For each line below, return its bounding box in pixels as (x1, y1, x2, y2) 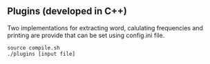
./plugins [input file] (7, 50, 76, 57)
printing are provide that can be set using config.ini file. (7, 31, 165, 39)
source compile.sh (7, 44, 60, 51)
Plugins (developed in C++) (7, 6, 128, 17)
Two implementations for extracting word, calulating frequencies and (7, 23, 204, 32)
